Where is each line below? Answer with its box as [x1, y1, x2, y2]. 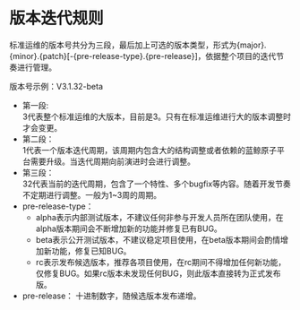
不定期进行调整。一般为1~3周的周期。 [21, 189, 162, 200]
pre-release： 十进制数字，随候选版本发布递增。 [21, 290, 201, 301]
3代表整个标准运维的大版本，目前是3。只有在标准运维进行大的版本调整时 [21, 111, 292, 122]
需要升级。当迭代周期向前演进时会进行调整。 [30, 156, 195, 167]
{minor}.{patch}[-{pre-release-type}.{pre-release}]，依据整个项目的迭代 [9, 50, 277, 61]
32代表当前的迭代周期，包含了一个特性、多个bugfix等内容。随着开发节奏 [21, 178, 291, 189]
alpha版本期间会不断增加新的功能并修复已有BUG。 [35, 223, 222, 234]
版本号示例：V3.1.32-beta [9, 81, 104, 91]
